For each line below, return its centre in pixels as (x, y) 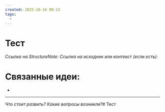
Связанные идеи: (42, 76)
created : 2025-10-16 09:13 (33, 10)
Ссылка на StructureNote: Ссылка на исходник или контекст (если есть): (82, 56)
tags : (11, 14)
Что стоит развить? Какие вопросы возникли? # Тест (61, 104)
